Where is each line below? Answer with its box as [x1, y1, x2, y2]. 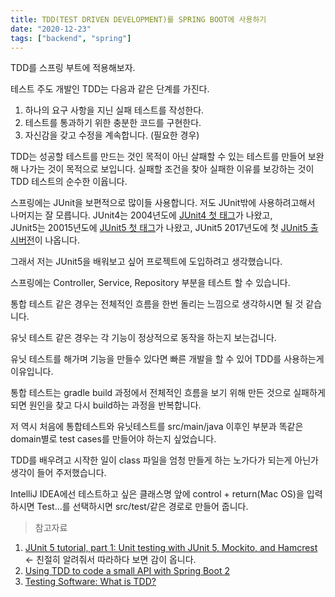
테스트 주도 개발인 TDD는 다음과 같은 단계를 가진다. [10, 83, 210, 95]
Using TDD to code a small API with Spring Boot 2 [24, 565, 230, 577]
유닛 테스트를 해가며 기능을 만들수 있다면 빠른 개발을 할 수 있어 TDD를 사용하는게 [10, 353, 325, 365]
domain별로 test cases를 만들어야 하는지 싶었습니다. [10, 433, 217, 445]
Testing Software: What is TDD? [24, 576, 157, 588]
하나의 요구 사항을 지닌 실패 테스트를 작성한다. [24, 104, 205, 116]
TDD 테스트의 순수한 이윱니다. [10, 176, 128, 188]
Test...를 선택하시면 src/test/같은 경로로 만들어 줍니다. [36, 501, 249, 513]
